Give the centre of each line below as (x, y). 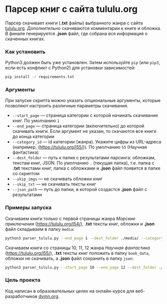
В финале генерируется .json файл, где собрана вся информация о (76, 33)
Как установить (25, 52)
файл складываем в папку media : (40, 229)
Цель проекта (23, 280)
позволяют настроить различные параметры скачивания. (67, 106)
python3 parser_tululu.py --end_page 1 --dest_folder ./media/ (72, 238)
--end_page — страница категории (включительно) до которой (78, 126)
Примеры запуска (29, 207)
